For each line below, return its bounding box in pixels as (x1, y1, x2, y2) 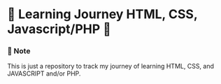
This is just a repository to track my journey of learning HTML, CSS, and (7, 62, 215, 71)
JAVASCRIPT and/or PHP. (7, 69, 81, 78)
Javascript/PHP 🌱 (7, 21, 112, 37)
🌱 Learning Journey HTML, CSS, (7, 6, 198, 22)
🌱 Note (7, 46, 31, 56)
